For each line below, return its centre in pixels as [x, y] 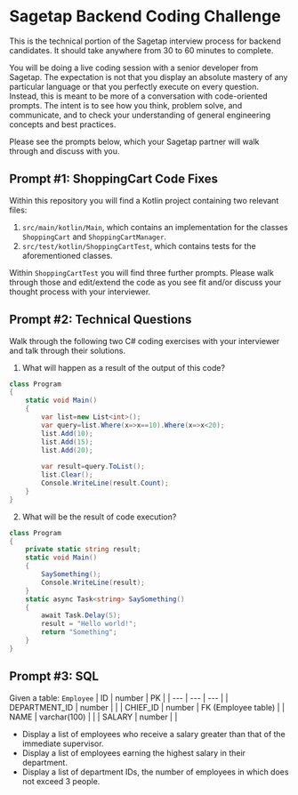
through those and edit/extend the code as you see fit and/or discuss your [145, 282]
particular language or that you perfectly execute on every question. [134, 86]
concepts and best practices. [63, 124]
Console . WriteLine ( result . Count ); [105, 483]
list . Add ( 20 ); [67, 450]
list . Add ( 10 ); [67, 433]
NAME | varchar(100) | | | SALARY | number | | [93, 717]
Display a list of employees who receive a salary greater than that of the [154, 734]
